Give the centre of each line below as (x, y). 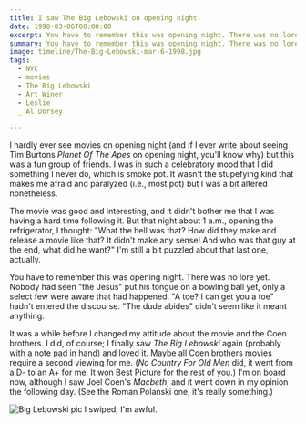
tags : (20, 60)
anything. (27, 316)
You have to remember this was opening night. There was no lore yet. (140, 277)
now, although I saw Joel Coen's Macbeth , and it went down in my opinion (149, 382)
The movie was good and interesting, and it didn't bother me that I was (142, 212)
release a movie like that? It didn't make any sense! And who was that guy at (153, 240)
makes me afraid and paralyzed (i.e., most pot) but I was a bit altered (138, 184)
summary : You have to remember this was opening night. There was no (144, 43)
